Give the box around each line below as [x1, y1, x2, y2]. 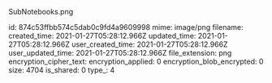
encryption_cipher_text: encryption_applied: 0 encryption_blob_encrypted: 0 [8, 56, 264, 66]
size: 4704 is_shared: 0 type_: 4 [8, 65, 115, 75]
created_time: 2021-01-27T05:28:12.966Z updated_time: [8, 31, 196, 40]
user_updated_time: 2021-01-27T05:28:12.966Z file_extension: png [8, 48, 232, 57]
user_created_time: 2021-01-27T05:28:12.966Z [71, 39, 228, 49]
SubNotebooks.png [8, 7, 74, 16]
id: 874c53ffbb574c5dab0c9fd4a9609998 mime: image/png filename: [8, 23, 244, 31]
